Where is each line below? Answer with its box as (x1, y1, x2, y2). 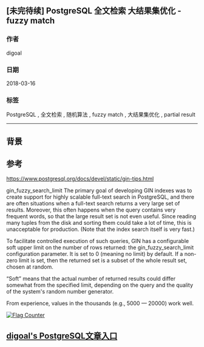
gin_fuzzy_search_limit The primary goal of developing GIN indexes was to (6, 187, 192, 194)
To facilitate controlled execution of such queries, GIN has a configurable (6, 238, 189, 245)
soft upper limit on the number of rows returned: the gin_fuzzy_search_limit (6, 244, 194, 251)
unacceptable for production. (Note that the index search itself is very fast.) (6, 225, 195, 233)
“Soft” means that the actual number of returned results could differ (6, 275, 176, 283)
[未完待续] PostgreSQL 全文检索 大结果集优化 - (6, 5, 182, 16)
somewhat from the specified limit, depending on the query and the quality (6, 281, 193, 289)
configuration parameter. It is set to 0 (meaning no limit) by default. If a (6, 250, 183, 258)
